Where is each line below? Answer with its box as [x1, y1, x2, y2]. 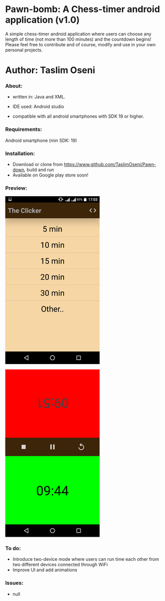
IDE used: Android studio [12, 104, 64, 110]
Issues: [5, 579, 24, 586]
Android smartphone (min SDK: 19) [5, 137, 77, 143]
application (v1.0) [5, 14, 80, 26]
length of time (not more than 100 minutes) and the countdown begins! [5, 36, 152, 42]
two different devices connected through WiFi [12, 562, 108, 568]
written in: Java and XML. [12, 94, 66, 100]
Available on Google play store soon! [12, 172, 89, 178]
